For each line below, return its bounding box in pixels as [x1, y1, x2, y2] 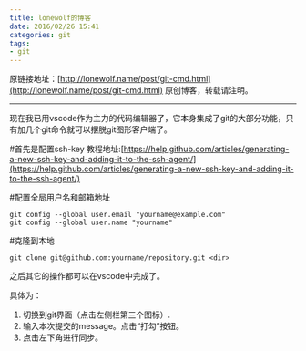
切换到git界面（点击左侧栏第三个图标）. [22, 309, 171, 320]
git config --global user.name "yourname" [9, 218, 173, 228]
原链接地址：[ [9, 74, 61, 85]
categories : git [9, 30, 71, 39]
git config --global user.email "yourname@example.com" [9, 211, 226, 220]
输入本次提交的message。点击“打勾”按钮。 [22, 321, 184, 332]
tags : [9, 38, 30, 48]
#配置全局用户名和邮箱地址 [9, 192, 111, 203]
